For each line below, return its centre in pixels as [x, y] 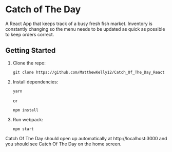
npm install [25, 110]
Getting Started [31, 50]
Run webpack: [28, 119]
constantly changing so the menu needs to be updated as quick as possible [85, 29]
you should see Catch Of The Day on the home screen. [63, 144]
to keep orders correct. [30, 34]
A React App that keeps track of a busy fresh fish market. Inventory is [79, 24]
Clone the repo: [29, 63]
